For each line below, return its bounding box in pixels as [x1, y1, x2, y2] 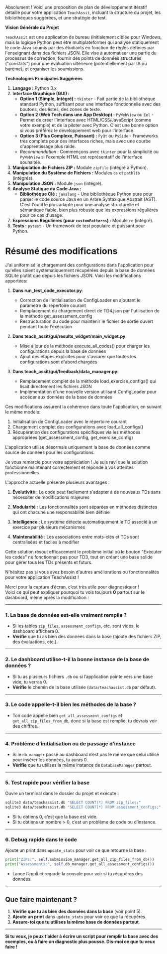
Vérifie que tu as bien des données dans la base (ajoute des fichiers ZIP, [12, 634, 162, 640]
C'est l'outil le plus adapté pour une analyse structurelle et [19, 202, 139, 207]
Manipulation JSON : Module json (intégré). [12, 180, 103, 186]
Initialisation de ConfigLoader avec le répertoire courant [12, 418, 127, 424]
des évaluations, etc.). [12, 639, 58, 645]
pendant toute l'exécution [19, 323, 73, 329]
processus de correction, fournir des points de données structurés [5, 55, 142, 61]
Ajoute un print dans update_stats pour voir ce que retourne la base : [5, 847, 147, 853]
